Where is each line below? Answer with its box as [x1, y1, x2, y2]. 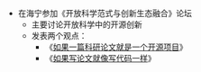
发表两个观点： [31, 31, 87, 40]
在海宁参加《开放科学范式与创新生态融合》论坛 [17, 8, 192, 18]
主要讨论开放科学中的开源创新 [31, 19, 142, 30]
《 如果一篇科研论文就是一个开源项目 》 [44, 41, 187, 52]
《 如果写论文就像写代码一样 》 [44, 53, 156, 63]
